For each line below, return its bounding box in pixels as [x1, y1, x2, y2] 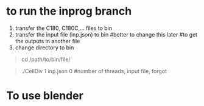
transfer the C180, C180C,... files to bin [15, 24, 113, 32]
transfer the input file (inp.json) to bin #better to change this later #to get [15, 30, 198, 38]
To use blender [6, 89, 83, 103]
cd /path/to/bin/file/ [21, 55, 71, 63]
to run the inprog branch [6, 4, 132, 18]
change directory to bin [15, 44, 74, 51]
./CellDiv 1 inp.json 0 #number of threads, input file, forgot [21, 67, 167, 74]
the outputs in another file [15, 37, 80, 44]
